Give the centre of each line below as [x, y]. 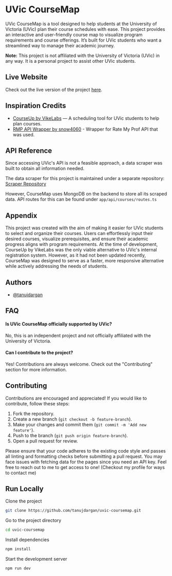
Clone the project [24, 501]
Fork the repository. [34, 413]
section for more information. [36, 369]
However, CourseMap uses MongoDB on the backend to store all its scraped [86, 194]
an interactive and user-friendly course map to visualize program [74, 34]
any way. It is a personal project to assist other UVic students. [71, 61]
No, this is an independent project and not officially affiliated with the [78, 335]
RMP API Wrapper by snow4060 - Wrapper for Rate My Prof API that [85, 129]
